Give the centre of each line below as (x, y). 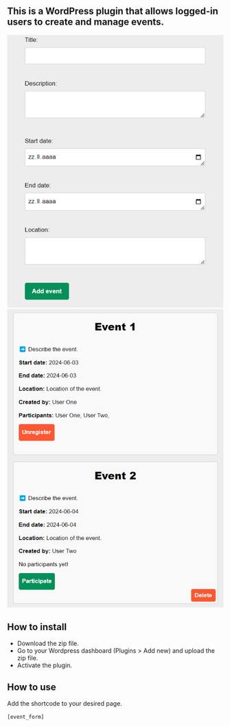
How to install (37, 627)
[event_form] (26, 717)
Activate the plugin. (45, 665)
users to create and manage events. (86, 22)
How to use (32, 687)
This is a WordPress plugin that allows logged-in (113, 11)
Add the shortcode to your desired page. (65, 703)
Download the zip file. (48, 644)
